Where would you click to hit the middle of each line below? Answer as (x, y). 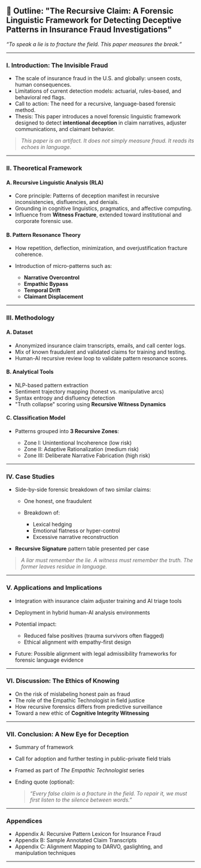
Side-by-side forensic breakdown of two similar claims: (83, 490)
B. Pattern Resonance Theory (43, 234)
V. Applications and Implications (54, 588)
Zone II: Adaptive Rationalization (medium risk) (81, 449)
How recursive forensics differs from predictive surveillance (89, 706)
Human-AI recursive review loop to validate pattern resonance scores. (101, 358)
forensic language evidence (49, 660)
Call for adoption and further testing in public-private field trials (93, 759)
